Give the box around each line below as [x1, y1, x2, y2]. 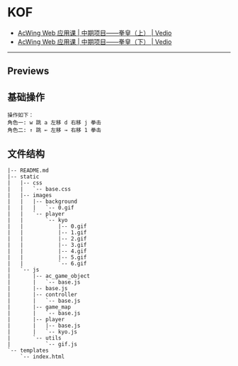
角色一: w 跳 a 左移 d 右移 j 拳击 [7, 119, 101, 126]
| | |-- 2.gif [7, 235, 87, 242]
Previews [7, 65, 50, 77]
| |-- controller [7, 291, 78, 298]
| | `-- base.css [7, 185, 72, 192]
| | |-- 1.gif [7, 228, 87, 236]
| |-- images [7, 192, 52, 199]
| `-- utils [7, 334, 62, 341]
